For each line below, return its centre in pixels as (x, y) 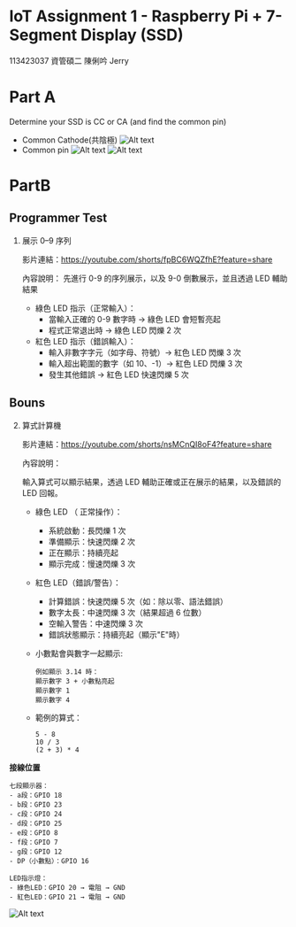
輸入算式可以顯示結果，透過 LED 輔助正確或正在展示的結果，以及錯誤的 (152, 482)
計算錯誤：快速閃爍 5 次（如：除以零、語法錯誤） (138, 601)
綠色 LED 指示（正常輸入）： (85, 308)
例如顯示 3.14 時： (67, 672)
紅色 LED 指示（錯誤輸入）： (85, 341)
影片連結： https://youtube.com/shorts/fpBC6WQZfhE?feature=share (147, 259)
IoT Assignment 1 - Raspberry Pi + (136, 16)
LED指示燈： (29, 878)
